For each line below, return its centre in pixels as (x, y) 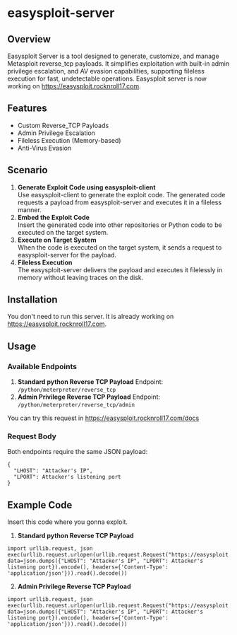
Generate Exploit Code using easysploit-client (86, 187)
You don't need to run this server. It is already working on (91, 317)
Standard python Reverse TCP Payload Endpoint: (90, 382)
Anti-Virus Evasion (44, 148)
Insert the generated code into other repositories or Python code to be (120, 225)
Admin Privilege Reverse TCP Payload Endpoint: (89, 397)
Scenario (28, 170)
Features (27, 109)
